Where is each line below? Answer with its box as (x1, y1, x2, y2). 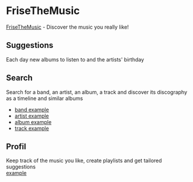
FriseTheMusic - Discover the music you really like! (6, 23, 129, 30)
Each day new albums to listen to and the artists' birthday (6, 56, 144, 63)
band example (14, 106, 49, 113)
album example (14, 118, 51, 125)
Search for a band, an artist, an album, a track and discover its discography (6, 88, 188, 95)
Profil (6, 142, 26, 152)
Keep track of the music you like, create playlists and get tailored (6, 157, 162, 164)
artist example (14, 112, 49, 119)
